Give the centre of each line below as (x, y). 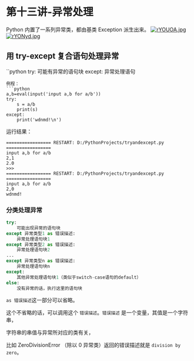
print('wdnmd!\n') (39, 120)
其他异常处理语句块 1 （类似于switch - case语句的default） (79, 277)
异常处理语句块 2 (34, 250)
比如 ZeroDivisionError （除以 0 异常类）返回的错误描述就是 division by (93, 345)
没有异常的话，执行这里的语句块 (49, 288)
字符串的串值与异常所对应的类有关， (50, 333)
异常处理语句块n (34, 266)
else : (13, 283)
